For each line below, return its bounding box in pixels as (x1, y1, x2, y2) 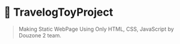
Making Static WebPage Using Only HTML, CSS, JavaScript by (18, 25, 174, 33)
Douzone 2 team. (18, 31, 62, 39)
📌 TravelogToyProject (4, 5, 114, 19)
